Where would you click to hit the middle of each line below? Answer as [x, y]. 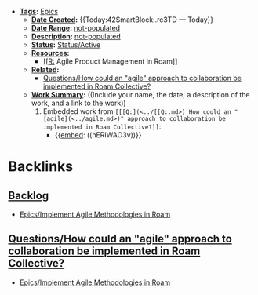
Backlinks [41, 167]
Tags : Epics [39, 11]
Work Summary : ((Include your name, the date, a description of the [140, 95]
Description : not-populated [76, 36]
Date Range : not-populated [75, 28]
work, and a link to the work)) [79, 103]
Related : [45, 69]
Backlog [29, 195]
